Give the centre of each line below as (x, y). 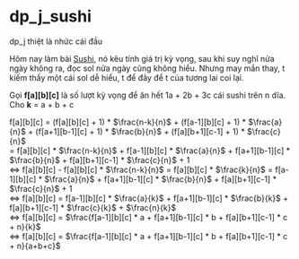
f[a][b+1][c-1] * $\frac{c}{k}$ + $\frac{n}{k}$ (93, 207)
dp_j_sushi (51, 17)
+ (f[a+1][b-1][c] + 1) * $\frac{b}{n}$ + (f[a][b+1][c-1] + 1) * (136, 131)
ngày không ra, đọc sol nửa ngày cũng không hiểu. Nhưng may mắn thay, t (147, 68)
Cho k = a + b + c (42, 104)
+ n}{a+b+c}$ (35, 246)
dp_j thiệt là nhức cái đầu (56, 41)
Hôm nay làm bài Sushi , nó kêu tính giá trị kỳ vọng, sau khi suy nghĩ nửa (142, 58)
